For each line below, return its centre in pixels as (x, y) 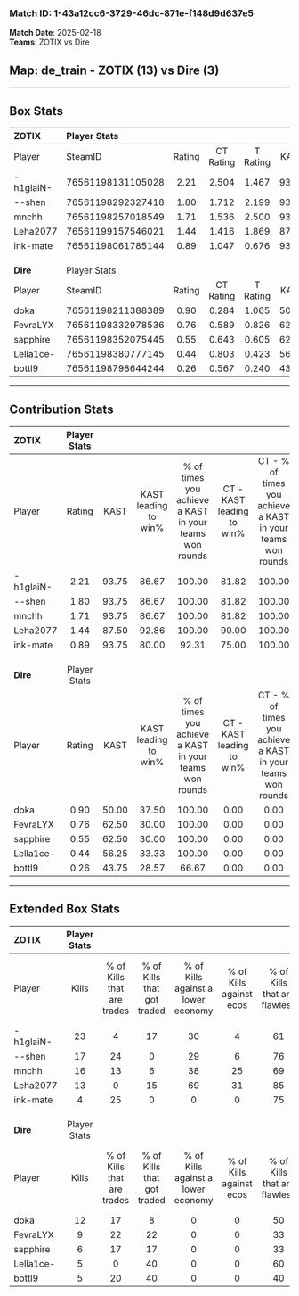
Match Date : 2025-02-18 (55, 33)
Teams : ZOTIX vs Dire (50, 42)
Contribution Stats (61, 410)
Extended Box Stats (65, 909)
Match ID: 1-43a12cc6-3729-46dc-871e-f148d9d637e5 (131, 13)
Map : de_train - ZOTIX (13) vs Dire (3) (114, 70)
